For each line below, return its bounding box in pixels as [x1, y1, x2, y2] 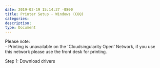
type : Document [5, 25, 36, 30]
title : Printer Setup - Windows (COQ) [5, 12, 84, 17]
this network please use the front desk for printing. [5, 49, 107, 55]
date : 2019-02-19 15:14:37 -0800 [5, 7, 73, 12]
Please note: [5, 38, 30, 44]
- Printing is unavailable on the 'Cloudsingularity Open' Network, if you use [5, 44, 156, 50]
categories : [5, 16, 29, 21]
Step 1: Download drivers [5, 58, 55, 64]
